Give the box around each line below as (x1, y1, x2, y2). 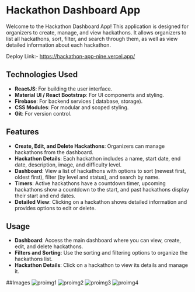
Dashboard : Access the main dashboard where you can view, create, (14, 237, 182, 244)
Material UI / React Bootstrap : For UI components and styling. (14, 91, 165, 98)
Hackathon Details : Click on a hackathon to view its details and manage (14, 262, 189, 269)
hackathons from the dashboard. (14, 148, 93, 155)
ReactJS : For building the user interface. (14, 85, 113, 92)
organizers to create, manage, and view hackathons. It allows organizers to (6, 29, 187, 36)
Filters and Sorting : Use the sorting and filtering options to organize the (14, 249, 188, 256)
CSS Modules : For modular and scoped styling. (14, 103, 129, 111)
